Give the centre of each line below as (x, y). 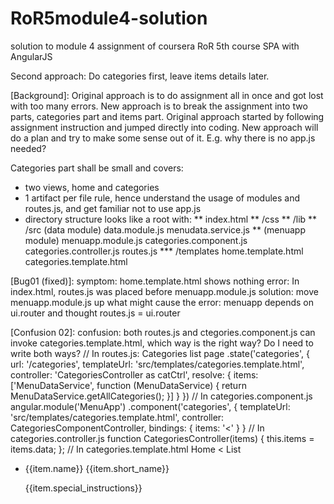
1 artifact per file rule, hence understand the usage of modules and (162, 198)
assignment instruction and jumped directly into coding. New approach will (164, 127)
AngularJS (31, 56)
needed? (28, 148)
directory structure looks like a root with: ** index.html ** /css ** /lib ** (171, 219)
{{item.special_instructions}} (83, 488)
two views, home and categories (92, 187)
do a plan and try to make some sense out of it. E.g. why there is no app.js (163, 138)
